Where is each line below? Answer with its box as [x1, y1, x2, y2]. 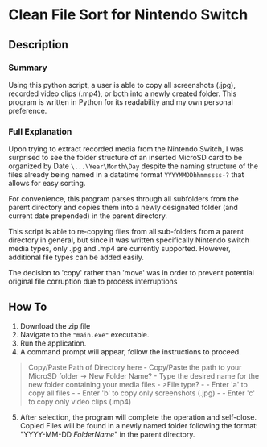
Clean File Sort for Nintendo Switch [8, 6, 249, 24]
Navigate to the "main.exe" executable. [19, 329, 150, 339]
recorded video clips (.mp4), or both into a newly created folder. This [8, 89, 237, 98]
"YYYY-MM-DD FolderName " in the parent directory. [19, 429, 195, 439]
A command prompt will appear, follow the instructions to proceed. [19, 346, 241, 356]
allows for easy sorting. [8, 179, 86, 188]
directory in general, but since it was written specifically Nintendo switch [8, 235, 249, 245]
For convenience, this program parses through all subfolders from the [8, 194, 239, 204]
